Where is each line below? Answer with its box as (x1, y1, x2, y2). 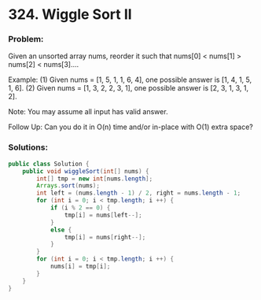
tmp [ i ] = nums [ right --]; (64, 233, 146, 241)
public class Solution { (8, 160, 90, 168)
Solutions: (8, 142, 49, 153)
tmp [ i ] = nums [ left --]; (64, 211, 143, 219)
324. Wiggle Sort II (8, 6, 132, 24)
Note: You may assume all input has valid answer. (8, 107, 168, 117)
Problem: (8, 34, 44, 45)
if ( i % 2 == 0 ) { (50, 204, 111, 212)
